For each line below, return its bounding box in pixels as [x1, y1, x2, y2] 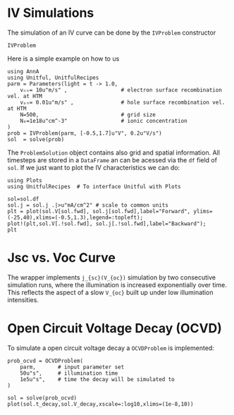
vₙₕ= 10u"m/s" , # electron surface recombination [20, 86, 222, 93]
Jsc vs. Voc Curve [7, 250, 116, 266]
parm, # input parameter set [20, 363, 125, 371]
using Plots [7, 176, 42, 184]
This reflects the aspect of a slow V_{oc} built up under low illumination [7, 288, 214, 296]
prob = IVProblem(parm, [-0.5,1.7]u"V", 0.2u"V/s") [7, 129, 162, 137]
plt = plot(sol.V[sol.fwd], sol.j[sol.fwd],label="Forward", [7, 207, 191, 215]
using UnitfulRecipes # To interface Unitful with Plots [7, 183, 181, 190]
